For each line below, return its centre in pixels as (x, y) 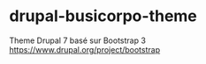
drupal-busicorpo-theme (103, 16)
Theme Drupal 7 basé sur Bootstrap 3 (77, 40)
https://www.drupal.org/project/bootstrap (85, 49)
